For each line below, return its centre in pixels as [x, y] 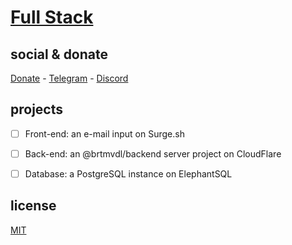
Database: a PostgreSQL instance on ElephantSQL [128, 173]
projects [37, 109]
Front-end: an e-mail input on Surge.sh [104, 133]
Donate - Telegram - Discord [69, 78]
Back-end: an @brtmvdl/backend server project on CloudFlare [153, 153]
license [33, 206]
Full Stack [52, 17]
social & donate [59, 54]
